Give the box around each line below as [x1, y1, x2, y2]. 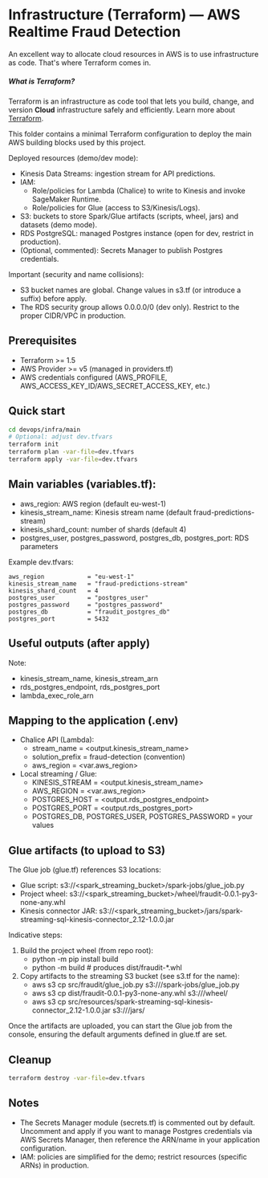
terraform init [8, 440, 59, 449]
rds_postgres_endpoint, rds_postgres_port [19, 682, 160, 691]
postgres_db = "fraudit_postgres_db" [8, 608, 171, 616]
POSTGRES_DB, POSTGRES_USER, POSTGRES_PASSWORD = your [31, 812, 254, 821]
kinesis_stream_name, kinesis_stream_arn [19, 673, 159, 683]
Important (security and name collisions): [8, 269, 144, 279]
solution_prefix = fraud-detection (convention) [31, 752, 186, 762]
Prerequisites [8, 334, 77, 348]
